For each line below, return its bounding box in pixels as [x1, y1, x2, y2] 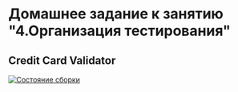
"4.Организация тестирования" [8, 22, 231, 40]
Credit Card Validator [8, 54, 116, 67]
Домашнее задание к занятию [8, 5, 224, 23]
